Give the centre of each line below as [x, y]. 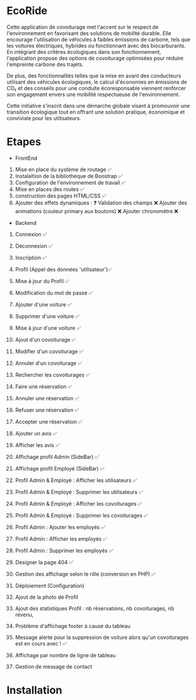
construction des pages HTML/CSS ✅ [61, 196]
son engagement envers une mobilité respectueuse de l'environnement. [93, 94]
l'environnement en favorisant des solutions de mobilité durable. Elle [89, 33]
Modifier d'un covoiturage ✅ [49, 351]
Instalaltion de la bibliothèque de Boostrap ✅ [69, 176]
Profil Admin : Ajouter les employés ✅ [60, 527]
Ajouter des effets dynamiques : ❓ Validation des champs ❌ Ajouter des [101, 203]
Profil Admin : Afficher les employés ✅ [61, 539]
